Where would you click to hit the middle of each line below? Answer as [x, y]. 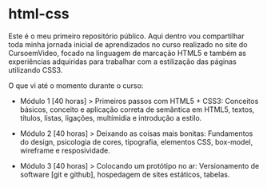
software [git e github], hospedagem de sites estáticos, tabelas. [125, 174]
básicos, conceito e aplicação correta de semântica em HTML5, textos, [137, 109]
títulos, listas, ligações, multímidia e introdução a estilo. [111, 117]
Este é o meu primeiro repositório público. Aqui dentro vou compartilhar [126, 36]
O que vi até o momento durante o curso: [76, 86]
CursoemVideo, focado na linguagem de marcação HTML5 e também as [127, 53]
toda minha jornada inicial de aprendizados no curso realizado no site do [128, 44]
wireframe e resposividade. [65, 150]
